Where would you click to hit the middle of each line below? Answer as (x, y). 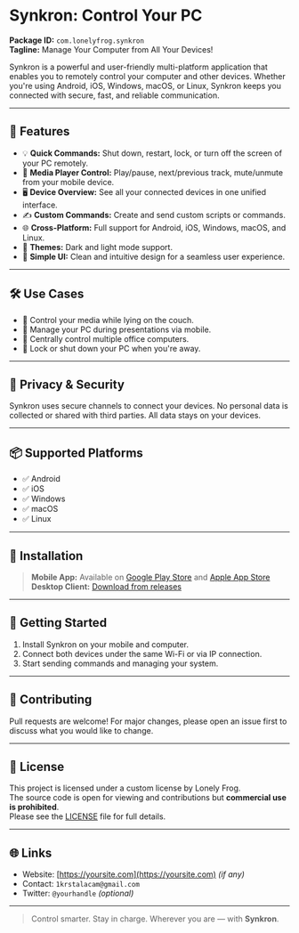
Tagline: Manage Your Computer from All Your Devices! (111, 49)
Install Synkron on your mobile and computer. (105, 644)
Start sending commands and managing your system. (120, 663)
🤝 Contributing (51, 700)
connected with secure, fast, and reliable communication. (114, 95)
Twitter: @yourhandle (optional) (78, 893)
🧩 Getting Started (58, 623)
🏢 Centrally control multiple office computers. (105, 338)
